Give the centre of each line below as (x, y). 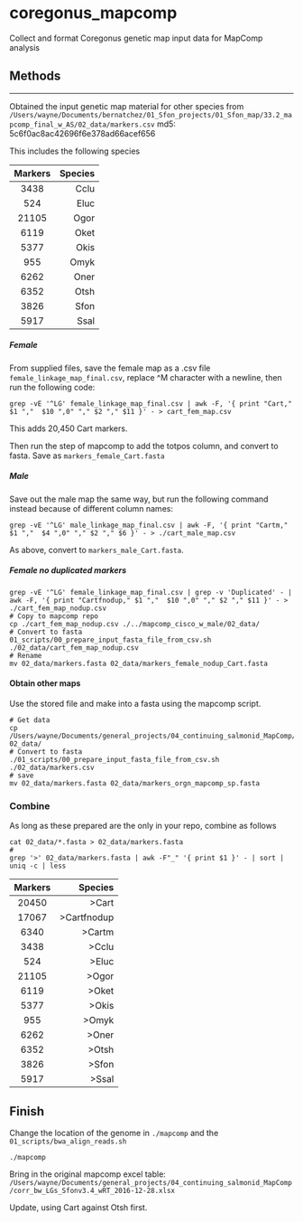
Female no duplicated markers (68, 570)
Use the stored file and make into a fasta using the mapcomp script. (135, 703)
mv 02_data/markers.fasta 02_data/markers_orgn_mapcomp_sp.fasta (134, 783)
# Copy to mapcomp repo (54, 616)
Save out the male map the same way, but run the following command (139, 499)
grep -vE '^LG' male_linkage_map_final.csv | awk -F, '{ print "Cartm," (149, 525)
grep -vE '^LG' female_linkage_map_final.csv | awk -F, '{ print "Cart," (151, 404)
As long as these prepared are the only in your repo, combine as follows (143, 826)
